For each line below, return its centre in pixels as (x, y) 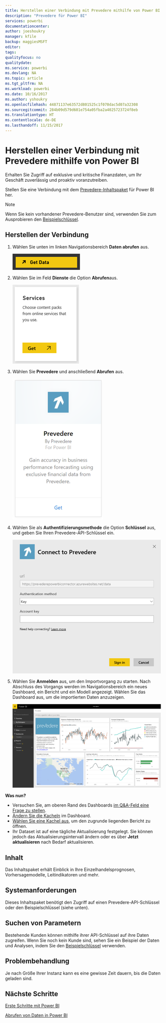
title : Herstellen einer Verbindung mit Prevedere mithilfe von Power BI (83, 10)
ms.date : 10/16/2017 (26, 94)
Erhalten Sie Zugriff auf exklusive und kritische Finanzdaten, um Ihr (73, 175)
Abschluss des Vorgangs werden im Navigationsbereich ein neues (80, 687)
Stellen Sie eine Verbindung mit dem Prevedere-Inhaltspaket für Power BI (80, 189)
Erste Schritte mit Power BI (32, 1006)
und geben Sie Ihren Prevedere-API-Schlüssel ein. (63, 533)
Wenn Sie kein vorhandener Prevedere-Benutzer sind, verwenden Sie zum (81, 214)
